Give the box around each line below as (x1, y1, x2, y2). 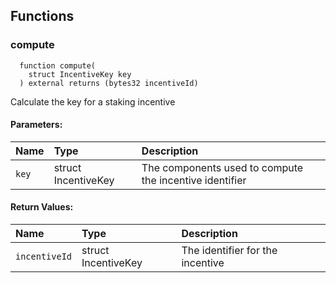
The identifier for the (181, 244, 278, 258)
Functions (10, 8, 75, 25)
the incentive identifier (141, 173, 247, 187)
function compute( (19, 60, 97, 71)
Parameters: (10, 119, 63, 131)
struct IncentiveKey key (28, 69, 132, 79)
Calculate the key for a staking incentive (10, 95, 176, 108)
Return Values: (10, 201, 74, 213)
